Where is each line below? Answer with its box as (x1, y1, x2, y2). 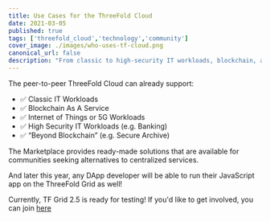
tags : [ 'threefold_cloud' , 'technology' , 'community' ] (8, 34, 189, 43)
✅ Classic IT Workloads (19, 94, 99, 104)
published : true (8, 27, 63, 35)
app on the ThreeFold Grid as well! (8, 178, 123, 189)
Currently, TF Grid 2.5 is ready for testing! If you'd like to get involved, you (8, 194, 254, 204)
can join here (8, 203, 52, 213)
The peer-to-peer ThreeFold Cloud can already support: (8, 78, 194, 88)
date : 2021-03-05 (8, 19, 67, 27)
